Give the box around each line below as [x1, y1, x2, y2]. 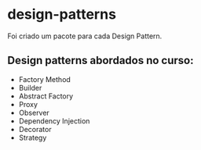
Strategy [18, 133, 47, 142]
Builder [18, 83, 42, 92]
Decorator [18, 124, 52, 134]
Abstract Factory [18, 91, 74, 101]
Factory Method [18, 74, 71, 84]
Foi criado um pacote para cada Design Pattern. [7, 31, 163, 41]
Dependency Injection [18, 116, 90, 126]
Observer [18, 108, 50, 117]
